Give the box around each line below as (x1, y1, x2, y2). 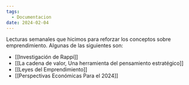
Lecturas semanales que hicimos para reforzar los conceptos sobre (6, 36, 171, 43)
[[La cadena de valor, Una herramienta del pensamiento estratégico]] (14, 60, 184, 67)
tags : (6, 8, 20, 15)
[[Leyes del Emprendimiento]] (14, 66, 88, 73)
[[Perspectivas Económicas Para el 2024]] (14, 72, 118, 80)
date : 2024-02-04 (6, 19, 49, 25)
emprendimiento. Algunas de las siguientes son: (6, 42, 123, 49)
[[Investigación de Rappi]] (14, 54, 78, 61)
